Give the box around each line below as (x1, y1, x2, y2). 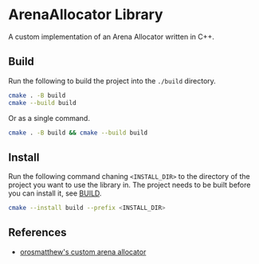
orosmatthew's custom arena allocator (19, 247, 147, 256)
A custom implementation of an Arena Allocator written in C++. (8, 32, 215, 41)
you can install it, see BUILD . (8, 188, 102, 198)
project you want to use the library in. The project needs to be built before (8, 181, 251, 190)
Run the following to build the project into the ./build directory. (8, 76, 217, 85)
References (8, 226, 67, 239)
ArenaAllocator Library (8, 6, 163, 24)
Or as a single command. (8, 113, 90, 122)
